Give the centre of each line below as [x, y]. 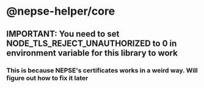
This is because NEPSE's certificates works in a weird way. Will [102, 70]
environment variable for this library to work [92, 53]
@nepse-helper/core [61, 11]
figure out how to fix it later [47, 78]
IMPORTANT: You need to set [63, 34]
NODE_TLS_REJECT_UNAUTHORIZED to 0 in [92, 43]
